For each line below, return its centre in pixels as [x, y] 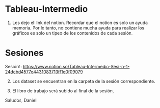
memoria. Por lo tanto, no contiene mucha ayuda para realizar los [78, 27]
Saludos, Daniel [21, 100]
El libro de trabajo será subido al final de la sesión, [63, 91]
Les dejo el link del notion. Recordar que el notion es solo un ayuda [80, 23]
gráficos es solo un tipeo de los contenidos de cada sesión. [72, 33]
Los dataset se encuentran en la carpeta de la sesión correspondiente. [84, 81]
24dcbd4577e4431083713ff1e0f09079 [44, 72]
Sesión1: [13, 66]
